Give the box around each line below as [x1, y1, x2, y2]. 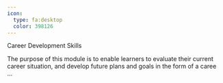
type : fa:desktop [13, 16, 63, 23]
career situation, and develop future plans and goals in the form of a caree [7, 62, 217, 71]
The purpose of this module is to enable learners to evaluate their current [7, 55, 214, 63]
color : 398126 [13, 23, 53, 29]
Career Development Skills [7, 42, 82, 50]
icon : [7, 10, 23, 17]
